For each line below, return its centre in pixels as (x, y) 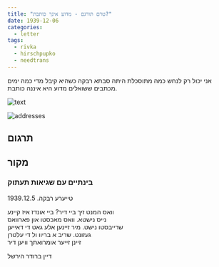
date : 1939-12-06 (33, 21)
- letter (27, 34)
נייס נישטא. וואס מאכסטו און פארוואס (57, 219)
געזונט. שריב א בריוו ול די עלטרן (49, 234)
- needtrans (32, 61)
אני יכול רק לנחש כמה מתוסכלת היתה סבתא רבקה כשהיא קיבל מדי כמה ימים (109, 80)
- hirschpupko (35, 54)
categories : (25, 27)
